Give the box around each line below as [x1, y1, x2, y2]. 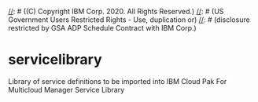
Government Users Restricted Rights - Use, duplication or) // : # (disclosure [8, 15, 250, 24]
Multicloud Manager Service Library [8, 85, 125, 94]
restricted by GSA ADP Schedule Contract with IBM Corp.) [8, 24, 197, 32]
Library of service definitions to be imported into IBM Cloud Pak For [8, 76, 227, 86]
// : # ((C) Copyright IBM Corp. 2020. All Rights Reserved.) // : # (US [8, 7, 224, 16]
